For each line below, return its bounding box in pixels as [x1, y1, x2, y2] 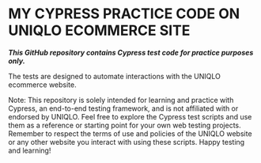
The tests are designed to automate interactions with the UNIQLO [8, 71, 221, 81]
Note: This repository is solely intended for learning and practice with [8, 95, 234, 104]
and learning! [8, 146, 51, 155]
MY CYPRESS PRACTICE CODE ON [8, 5, 240, 23]
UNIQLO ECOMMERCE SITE [8, 21, 191, 40]
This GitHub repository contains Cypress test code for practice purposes [8, 47, 254, 57]
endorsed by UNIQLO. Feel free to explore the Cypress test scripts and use [8, 112, 252, 121]
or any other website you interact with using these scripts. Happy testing [8, 137, 245, 146]
